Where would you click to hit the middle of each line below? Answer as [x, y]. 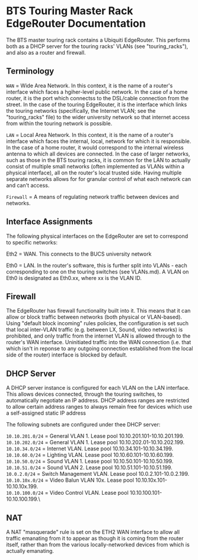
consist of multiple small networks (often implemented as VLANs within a [95, 166]
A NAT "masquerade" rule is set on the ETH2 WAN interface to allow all [93, 532]
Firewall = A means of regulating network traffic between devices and [92, 196]
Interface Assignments [49, 222]
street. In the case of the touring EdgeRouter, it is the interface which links [97, 104]
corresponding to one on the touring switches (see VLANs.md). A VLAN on [98, 272]
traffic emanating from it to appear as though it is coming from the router [95, 538]
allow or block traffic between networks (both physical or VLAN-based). [94, 317]
